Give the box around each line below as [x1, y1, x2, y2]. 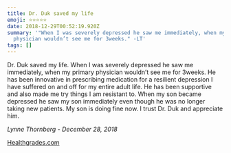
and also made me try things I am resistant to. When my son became [7, 90, 201, 98]
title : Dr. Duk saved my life [7, 10, 94, 17]
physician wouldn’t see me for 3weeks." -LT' [13, 36, 146, 43]
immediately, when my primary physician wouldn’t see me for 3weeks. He [7, 68, 217, 76]
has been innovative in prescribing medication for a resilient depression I [7, 75, 213, 83]
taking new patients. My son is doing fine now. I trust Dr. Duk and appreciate [7, 104, 223, 113]
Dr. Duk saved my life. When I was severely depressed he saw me [7, 61, 194, 69]
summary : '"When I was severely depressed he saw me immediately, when [7, 29, 217, 36]
